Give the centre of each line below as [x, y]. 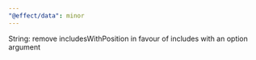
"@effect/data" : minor [46, 16]
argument [25, 47]
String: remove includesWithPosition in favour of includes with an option [128, 38]
